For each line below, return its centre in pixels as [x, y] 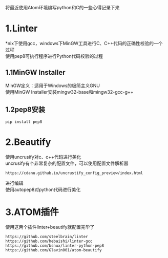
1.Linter [22, 28]
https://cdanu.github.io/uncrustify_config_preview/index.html [74, 173]
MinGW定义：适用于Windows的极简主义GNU [52, 85]
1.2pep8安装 [25, 110]
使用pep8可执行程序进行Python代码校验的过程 [54, 56]
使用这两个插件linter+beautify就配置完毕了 [50, 227]
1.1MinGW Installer [35, 72]
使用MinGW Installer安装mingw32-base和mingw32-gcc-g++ [70, 92]
